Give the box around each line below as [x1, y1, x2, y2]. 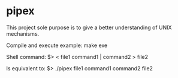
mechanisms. [6, 30, 40, 37]
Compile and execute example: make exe [6, 42, 108, 49]
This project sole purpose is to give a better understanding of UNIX [6, 24, 172, 31]
